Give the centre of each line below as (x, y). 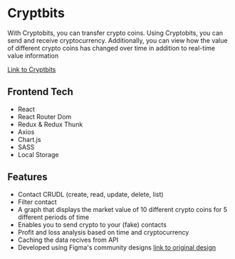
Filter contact (37, 202)
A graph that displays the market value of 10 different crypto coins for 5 (122, 209)
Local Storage (38, 154)
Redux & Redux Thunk (50, 124)
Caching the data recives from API (68, 240)
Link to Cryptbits (32, 69)
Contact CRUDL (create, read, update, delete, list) (90, 194)
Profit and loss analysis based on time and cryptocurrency (103, 232)
